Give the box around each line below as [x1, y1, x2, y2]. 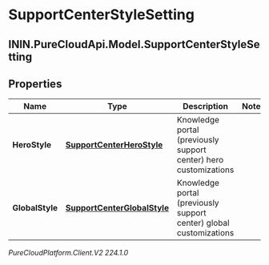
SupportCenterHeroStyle [65, 139, 163, 151]
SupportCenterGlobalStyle [65, 203, 170, 214]
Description [183, 101, 228, 112]
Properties [8, 77, 62, 90]
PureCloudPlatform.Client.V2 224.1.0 [8, 248, 129, 258]
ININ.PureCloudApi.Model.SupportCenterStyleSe [8, 38, 260, 51]
